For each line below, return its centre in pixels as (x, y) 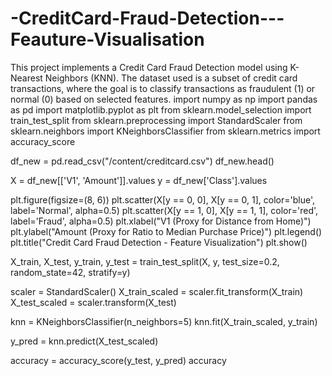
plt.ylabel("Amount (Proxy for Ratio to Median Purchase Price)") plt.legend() (166, 231)
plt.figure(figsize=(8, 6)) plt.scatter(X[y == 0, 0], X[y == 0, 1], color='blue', (163, 199)
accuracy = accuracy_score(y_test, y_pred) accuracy (118, 360)
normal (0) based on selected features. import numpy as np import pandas (164, 99)
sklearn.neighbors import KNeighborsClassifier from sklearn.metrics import (165, 131)
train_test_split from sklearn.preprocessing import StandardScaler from (156, 120)
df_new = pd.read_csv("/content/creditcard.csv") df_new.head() (142, 161)
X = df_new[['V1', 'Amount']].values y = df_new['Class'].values (139, 180)
